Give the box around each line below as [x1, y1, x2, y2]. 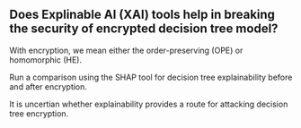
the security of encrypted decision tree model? [9, 21, 279, 37]
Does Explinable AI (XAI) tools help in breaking [9, 7, 276, 22]
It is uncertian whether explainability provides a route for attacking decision [9, 98, 288, 109]
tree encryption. [9, 107, 69, 119]
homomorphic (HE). [9, 54, 83, 65]
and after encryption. [9, 81, 88, 92]
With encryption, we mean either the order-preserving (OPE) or [9, 45, 243, 55]
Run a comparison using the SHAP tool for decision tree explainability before [9, 72, 293, 82]
